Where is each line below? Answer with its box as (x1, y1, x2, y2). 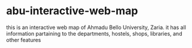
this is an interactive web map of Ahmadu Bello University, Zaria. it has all (6, 24, 187, 31)
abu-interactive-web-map (6, 4, 138, 18)
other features (6, 36, 42, 43)
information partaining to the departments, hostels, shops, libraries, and (6, 30, 182, 37)
